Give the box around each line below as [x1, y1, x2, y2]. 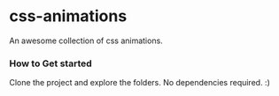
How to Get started [9, 57, 93, 70]
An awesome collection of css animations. [9, 35, 164, 46]
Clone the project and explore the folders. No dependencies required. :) [9, 78, 270, 88]
